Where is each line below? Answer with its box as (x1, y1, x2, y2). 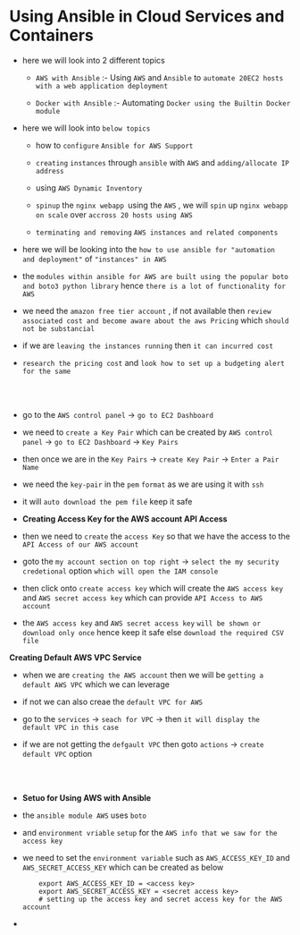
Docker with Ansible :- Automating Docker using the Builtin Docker (35, 97, 291, 108)
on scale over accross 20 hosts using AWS (35, 208, 194, 220)
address (35, 166, 64, 175)
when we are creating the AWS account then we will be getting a (21, 669, 264, 680)
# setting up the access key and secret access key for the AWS (38, 895, 283, 904)
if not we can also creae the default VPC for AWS (21, 696, 204, 707)
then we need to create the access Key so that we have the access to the (21, 531, 290, 541)
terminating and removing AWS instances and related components (35, 228, 279, 237)
